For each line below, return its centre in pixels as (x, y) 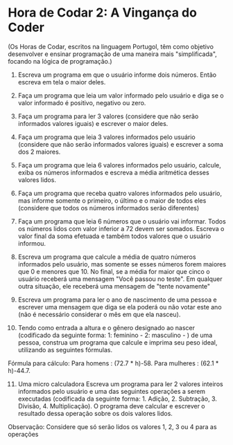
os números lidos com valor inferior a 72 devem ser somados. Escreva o (121, 228)
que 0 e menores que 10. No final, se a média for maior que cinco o (114, 271)
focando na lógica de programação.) (60, 61)
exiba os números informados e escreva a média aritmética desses (114, 172)
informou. (32, 243)
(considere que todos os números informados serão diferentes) (109, 208)
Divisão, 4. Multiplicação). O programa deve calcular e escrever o (111, 406)
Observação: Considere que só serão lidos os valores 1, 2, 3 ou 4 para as (112, 426)
